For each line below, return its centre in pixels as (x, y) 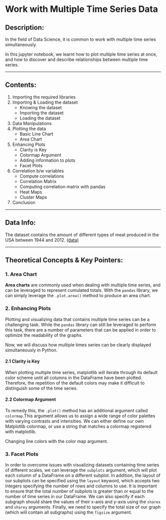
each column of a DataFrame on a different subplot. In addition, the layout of (83, 475)
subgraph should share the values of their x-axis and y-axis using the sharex (83, 502)
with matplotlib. (21, 432)
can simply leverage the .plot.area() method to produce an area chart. (78, 296)
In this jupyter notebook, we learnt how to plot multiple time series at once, (81, 54)
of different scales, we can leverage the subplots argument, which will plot (81, 470)
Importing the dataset (41, 113)
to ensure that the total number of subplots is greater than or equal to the (80, 491)
